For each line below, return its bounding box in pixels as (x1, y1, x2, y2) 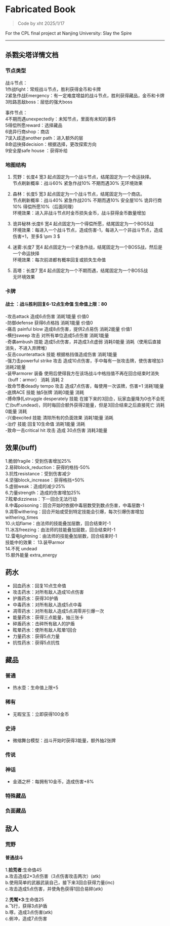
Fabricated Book (5, 4, 76, 15)
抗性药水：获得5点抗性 (12, 639, 60, 646)
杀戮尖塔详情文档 (5, 51, 59, 59)
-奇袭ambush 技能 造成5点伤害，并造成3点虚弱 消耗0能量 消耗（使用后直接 (5, 339, 161, 345)
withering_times (5, 514, 38, 520)
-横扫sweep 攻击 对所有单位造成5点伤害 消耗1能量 (5, 333, 109, 339)
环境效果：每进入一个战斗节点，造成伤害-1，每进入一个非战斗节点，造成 (12, 227, 163, 233)
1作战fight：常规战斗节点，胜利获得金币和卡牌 (5, 86, 101, 92)
